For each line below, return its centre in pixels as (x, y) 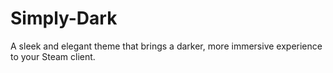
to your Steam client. (53, 56)
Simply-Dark (64, 18)
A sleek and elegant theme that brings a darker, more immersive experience (166, 46)
